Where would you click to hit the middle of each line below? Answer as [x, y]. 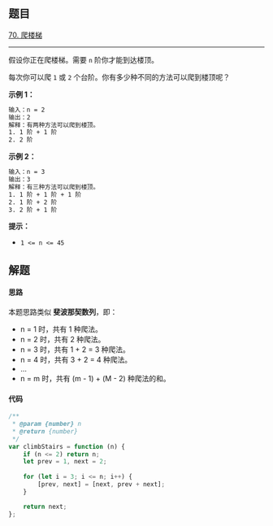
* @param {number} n [47, 424]
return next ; [45, 506]
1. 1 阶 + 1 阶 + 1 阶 [45, 194]
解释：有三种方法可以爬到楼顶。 [54, 187]
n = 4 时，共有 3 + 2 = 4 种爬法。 [76, 360]
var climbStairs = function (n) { [67, 446]
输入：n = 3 [27, 172]
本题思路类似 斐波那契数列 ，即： [63, 312]
